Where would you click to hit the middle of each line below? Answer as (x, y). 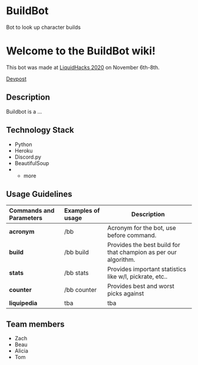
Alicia (21, 351)
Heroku (24, 150)
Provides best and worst (141, 286)
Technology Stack (40, 130)
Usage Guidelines (39, 194)
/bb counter (80, 290)
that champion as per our (142, 252)
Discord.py (28, 157)
